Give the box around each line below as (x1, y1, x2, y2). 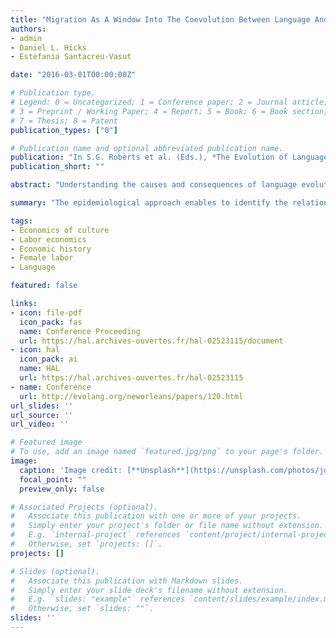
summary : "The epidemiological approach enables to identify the (10, 198, 288, 208)
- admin (10, 33, 43, 43)
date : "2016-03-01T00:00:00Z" (10, 70, 137, 80)
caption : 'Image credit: (19, 465, 123, 475)
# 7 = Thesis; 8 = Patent (10, 116, 118, 126)
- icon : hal (10, 345, 60, 355)
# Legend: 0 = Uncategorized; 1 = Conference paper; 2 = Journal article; (10, 97, 329, 107)
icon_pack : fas (19, 317, 83, 327)
